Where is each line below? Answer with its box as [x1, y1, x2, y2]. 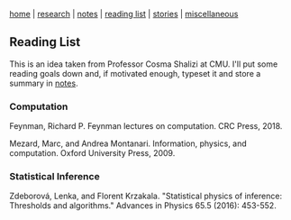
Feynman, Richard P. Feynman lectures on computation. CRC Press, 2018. [9, 121, 283, 132]
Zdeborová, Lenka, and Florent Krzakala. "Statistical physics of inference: [9, 190, 282, 202]
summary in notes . [9, 78, 78, 88]
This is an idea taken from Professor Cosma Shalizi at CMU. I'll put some [9, 59, 278, 69]
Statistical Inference [9, 170, 101, 183]
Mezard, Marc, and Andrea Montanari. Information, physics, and [9, 138, 248, 149]
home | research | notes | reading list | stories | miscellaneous [9, 9, 239, 19]
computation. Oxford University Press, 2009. [9, 148, 176, 159]
